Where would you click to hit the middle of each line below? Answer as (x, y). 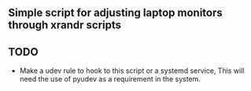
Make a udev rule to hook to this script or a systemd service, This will (132, 71)
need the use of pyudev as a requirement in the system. (110, 79)
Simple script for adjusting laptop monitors (115, 13)
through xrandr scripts (65, 25)
